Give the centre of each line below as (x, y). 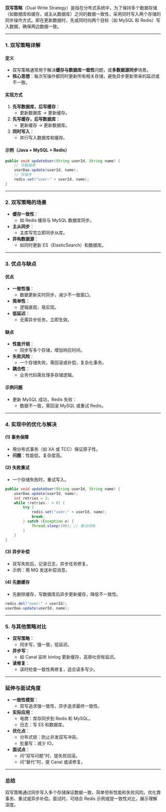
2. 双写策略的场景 (26, 202)
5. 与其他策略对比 (26, 627)
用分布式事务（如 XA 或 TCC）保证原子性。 (56, 449)
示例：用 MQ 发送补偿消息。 (41, 570)
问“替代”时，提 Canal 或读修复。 (52, 762)
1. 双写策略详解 (23, 45)
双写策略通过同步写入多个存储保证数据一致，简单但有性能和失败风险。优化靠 (83, 793)
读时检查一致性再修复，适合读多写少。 (59, 669)
